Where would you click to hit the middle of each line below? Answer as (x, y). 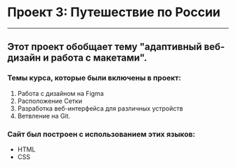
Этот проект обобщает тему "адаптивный (105, 47)
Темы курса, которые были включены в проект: (94, 78)
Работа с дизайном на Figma (60, 93)
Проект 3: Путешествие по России (114, 12)
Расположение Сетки (50, 101)
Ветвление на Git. (44, 116)
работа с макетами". (99, 58)
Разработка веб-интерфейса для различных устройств (100, 108)
